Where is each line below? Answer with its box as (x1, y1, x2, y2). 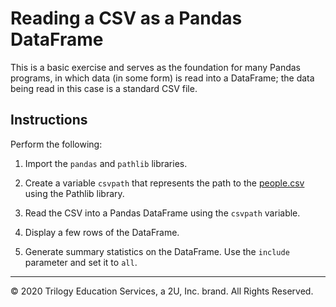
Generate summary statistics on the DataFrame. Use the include (24, 245, 290, 257)
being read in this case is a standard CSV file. (10, 82, 198, 94)
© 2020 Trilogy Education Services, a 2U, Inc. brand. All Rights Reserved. (10, 285, 314, 297)
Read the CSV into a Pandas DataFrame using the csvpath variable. (24, 207, 301, 219)
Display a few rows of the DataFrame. (24, 226, 180, 238)
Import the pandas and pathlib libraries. (24, 157, 188, 169)
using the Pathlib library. (24, 187, 125, 199)
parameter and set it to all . (24, 256, 138, 268)
